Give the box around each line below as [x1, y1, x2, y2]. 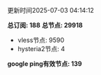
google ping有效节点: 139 [7, 60, 83, 68]
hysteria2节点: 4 [17, 45, 65, 53]
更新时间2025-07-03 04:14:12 [7, 6, 94, 14]
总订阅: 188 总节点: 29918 [7, 21, 83, 29]
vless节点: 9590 [17, 36, 65, 44]
